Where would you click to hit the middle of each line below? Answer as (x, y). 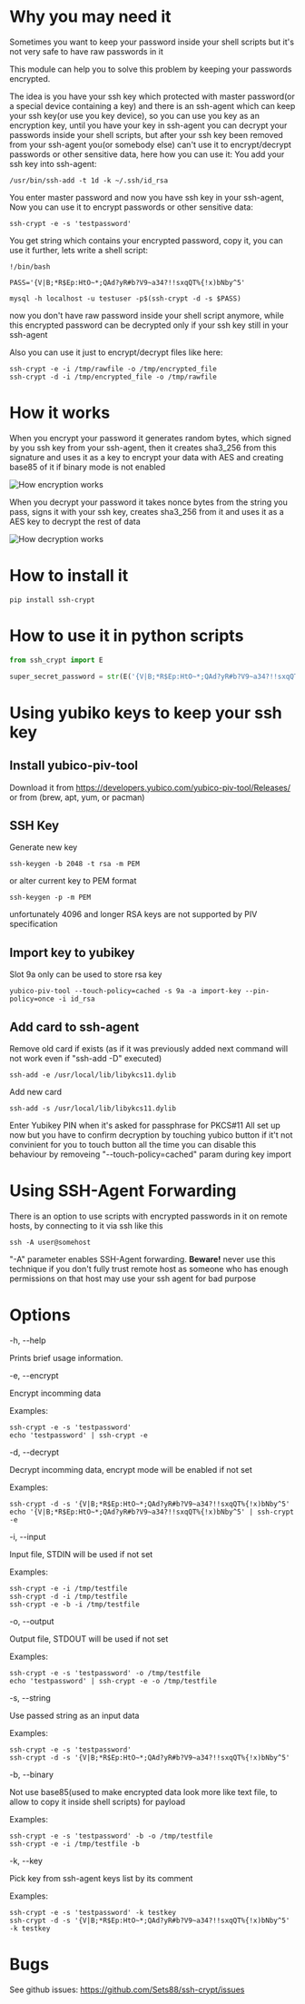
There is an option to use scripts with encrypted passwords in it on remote (148, 1216)
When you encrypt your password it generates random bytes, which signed (151, 438)
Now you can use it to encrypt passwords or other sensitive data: (132, 207)
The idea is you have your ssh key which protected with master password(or (152, 96)
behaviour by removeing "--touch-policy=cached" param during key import (151, 1154)
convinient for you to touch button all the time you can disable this (133, 1144)
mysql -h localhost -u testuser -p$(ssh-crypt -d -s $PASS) (126, 298)
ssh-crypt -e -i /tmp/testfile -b (75, 1844)
